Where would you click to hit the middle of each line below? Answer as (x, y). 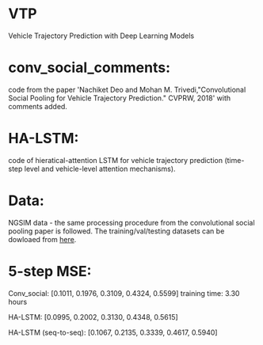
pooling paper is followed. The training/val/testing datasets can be (116, 231)
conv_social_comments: (90, 68)
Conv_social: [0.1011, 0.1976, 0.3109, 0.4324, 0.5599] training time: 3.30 (124, 293)
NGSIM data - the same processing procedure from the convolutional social (131, 222)
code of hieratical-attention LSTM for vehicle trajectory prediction (116, 160)
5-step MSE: (50, 271)
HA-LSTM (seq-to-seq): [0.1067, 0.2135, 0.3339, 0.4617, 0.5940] (113, 332)
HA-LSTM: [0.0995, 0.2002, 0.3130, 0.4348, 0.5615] (93, 317)
